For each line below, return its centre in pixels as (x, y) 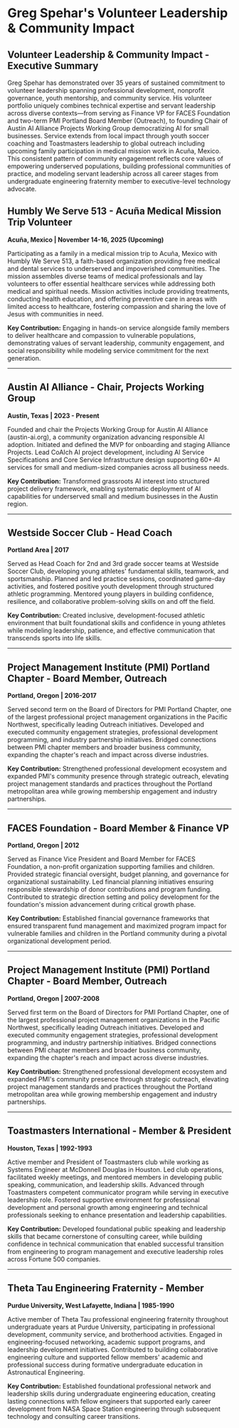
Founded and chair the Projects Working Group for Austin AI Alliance (108, 429)
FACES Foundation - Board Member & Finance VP (118, 828)
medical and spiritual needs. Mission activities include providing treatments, (118, 291)
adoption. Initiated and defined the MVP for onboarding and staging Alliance (119, 444)
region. (18, 503)
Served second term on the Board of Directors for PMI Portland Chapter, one (119, 709)
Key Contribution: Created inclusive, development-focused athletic (106, 615)
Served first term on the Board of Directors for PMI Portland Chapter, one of (118, 1012)
